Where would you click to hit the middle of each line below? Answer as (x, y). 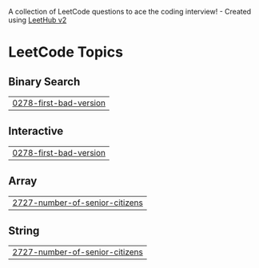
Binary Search (44, 82)
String (24, 231)
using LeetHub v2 (38, 20)
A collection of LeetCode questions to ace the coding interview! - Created (130, 12)
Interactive (36, 131)
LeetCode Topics (66, 52)
